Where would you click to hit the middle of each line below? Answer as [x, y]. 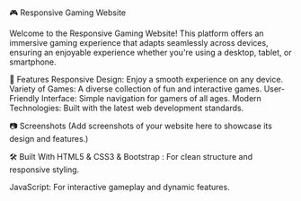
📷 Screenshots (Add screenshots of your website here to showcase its [141, 126]
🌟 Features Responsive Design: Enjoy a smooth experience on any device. [146, 79]
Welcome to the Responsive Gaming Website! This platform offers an [137, 33]
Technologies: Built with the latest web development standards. [127, 108]
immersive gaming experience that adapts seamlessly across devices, [139, 43]
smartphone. [33, 62]
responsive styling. [44, 170]
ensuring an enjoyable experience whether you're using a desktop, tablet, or [150, 52]
